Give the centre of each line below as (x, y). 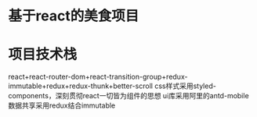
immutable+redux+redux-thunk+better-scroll (80, 86)
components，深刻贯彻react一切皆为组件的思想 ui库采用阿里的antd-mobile (128, 96)
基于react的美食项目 (74, 16)
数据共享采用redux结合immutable (62, 105)
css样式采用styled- (185, 86)
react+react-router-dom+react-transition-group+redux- (98, 77)
